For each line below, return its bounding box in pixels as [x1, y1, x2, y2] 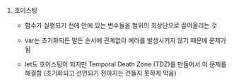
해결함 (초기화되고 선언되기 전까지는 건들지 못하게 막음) [24, 69, 177, 77]
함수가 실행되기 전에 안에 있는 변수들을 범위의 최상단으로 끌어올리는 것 [24, 21, 218, 30]
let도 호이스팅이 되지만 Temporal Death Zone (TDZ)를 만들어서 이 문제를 [24, 60, 227, 68]
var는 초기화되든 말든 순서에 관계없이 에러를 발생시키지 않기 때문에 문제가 [24, 36, 227, 44]
